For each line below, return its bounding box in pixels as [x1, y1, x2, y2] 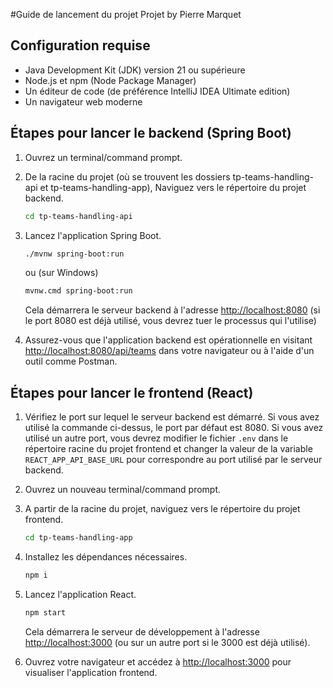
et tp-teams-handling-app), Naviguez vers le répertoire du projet [39, 181, 307, 193]
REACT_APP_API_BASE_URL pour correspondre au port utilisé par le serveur [24, 454, 323, 466]
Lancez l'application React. [24, 588, 137, 600]
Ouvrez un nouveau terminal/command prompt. [24, 484, 222, 496]
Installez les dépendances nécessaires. [24, 550, 188, 563]
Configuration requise [10, 37, 151, 54]
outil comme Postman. [24, 355, 118, 368]
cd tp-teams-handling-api [24, 211, 133, 221]
